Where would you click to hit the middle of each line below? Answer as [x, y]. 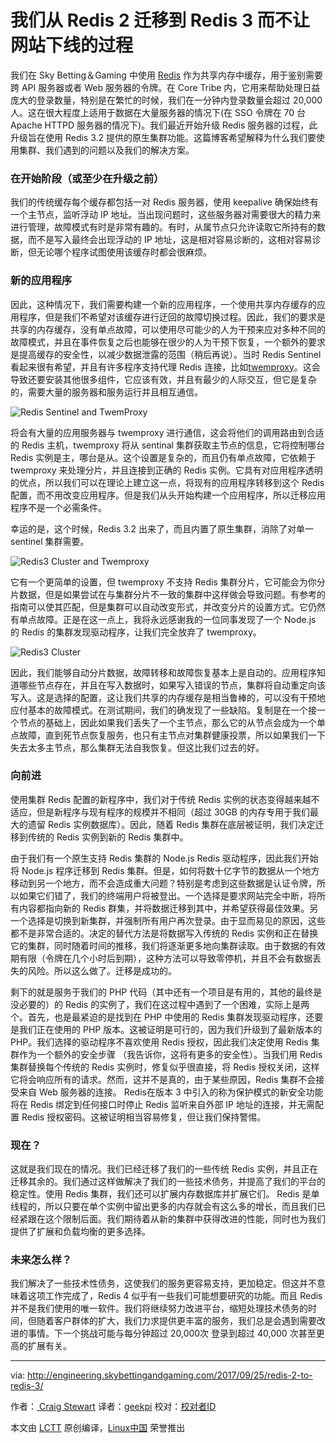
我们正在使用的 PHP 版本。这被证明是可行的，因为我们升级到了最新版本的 [170, 1029]
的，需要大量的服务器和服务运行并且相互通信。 [106, 392]
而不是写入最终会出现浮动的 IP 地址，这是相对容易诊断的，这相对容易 [170, 240]
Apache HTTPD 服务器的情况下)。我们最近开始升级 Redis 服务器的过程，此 [164, 125]
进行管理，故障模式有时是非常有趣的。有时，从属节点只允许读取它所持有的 [163, 227]
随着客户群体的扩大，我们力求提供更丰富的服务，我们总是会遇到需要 [176, 1321]
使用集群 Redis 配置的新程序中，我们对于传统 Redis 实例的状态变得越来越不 [165, 799]
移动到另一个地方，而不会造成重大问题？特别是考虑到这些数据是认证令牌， [163, 883]
